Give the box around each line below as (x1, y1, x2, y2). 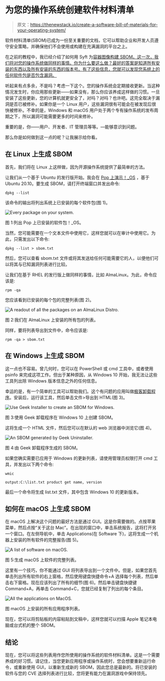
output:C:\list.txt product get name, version (5, 480, 102, 485)
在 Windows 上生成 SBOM (5, 352, 85, 360)
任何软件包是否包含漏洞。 (5, 72, 57, 78)
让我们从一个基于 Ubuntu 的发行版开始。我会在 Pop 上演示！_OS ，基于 (5, 174, 150, 180)
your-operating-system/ (17, 27, 66, 33)
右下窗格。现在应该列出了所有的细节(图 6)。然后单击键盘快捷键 (9, 580, 137, 586)
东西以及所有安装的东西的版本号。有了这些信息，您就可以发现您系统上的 (13, 66, 160, 72)
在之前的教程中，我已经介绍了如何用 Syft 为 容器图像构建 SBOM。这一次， (5, 54, 155, 59)
